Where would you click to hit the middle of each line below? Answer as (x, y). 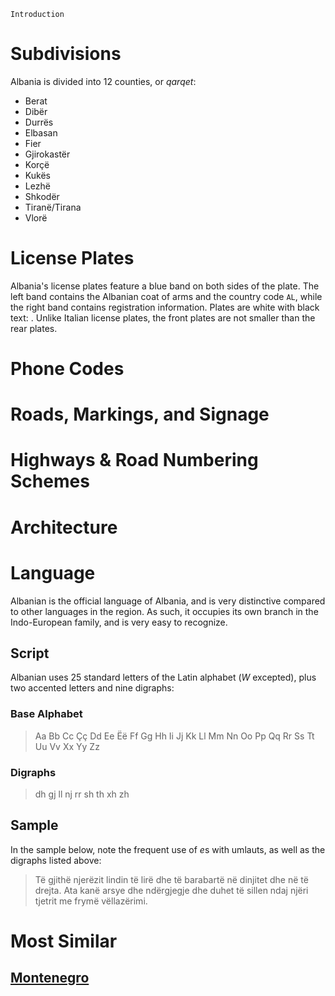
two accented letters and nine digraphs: (92, 688)
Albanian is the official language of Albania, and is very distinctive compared (168, 601)
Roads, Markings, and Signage (140, 414)
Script (30, 653)
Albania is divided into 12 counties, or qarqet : (103, 81)
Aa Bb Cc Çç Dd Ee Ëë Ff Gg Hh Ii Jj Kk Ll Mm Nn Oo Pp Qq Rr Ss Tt (174, 736)
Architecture (64, 527)
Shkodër (42, 196)
